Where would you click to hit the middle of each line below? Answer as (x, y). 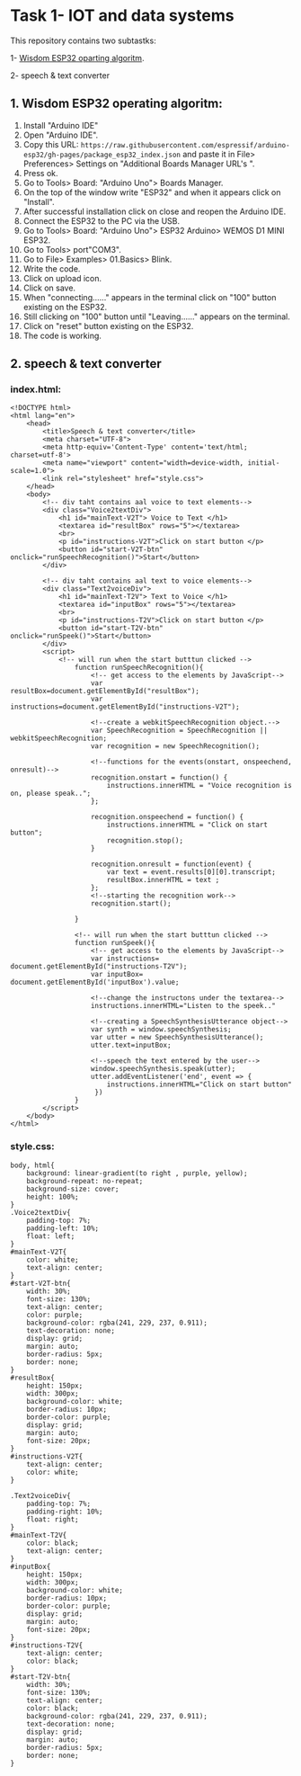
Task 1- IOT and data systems (122, 16)
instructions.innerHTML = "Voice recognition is (199, 786)
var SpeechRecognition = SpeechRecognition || (179, 731)
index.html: (36, 389)
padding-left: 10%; (63, 1228)
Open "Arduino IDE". (61, 135)
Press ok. (40, 173)
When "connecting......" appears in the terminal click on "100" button (150, 297)
